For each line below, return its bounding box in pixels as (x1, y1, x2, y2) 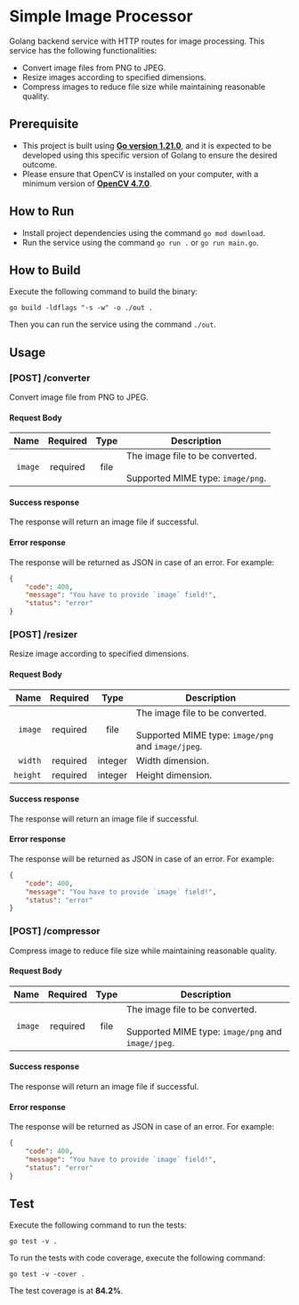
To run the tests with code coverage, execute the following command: (9, 1252, 265, 1263)
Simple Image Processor (9, 6, 193, 27)
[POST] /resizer (9, 628, 78, 640)
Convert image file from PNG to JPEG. (9, 392, 149, 402)
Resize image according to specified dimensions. (9, 648, 190, 660)
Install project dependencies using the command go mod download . (21, 227, 265, 238)
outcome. (21, 158, 58, 170)
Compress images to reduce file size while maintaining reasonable (21, 81, 266, 92)
